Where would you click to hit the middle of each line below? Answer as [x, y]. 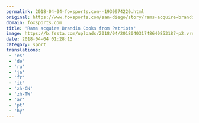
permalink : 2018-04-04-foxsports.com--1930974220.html [75, 12]
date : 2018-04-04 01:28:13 [39, 39]
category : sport [26, 45]
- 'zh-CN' [21, 89]
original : [18, 17]
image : [14, 34]
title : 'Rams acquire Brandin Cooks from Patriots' [71, 28]
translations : [24, 50]
